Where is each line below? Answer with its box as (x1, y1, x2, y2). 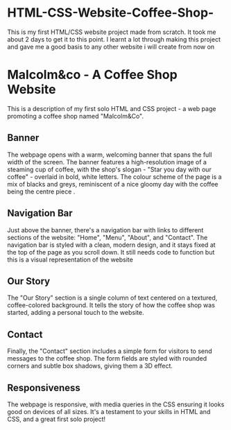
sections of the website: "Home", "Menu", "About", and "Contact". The (7, 233, 208, 241)
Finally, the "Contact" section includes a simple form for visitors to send (7, 347, 213, 355)
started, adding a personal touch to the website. (7, 309, 144, 317)
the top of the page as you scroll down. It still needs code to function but (7, 248, 215, 256)
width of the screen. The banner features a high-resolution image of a (7, 157, 207, 166)
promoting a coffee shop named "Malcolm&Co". (7, 112, 144, 120)
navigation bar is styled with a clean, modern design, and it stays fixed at (7, 241, 216, 249)
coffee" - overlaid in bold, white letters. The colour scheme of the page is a (7, 172, 222, 181)
